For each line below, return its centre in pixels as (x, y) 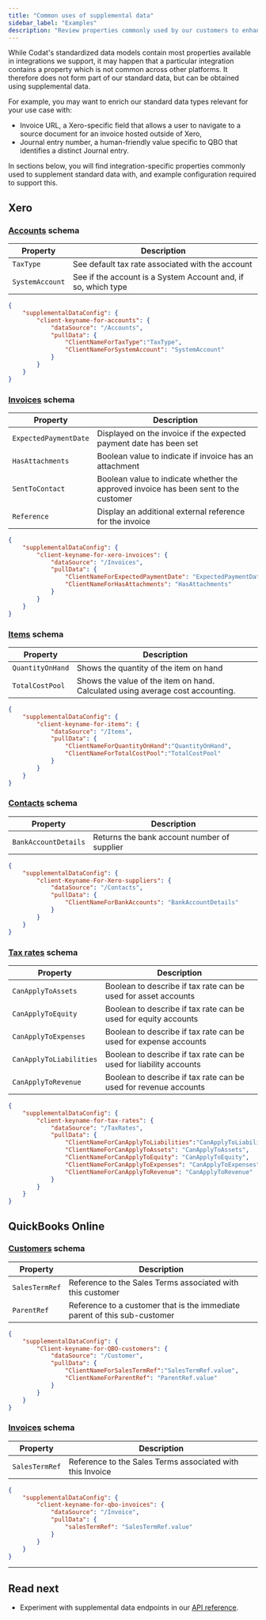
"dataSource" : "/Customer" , (97, 1356)
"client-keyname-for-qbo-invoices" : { (101, 1505)
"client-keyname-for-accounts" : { (93, 320)
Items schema (36, 634)
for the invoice (123, 521)
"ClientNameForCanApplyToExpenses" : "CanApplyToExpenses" (162, 1165)
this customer (94, 1292)
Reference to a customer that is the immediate (154, 1305)
